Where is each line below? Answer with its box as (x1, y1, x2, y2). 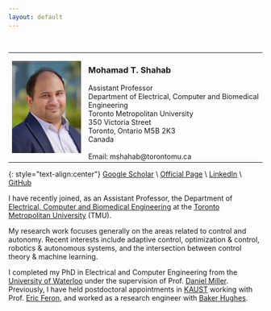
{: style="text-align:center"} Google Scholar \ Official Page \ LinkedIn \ (8, 169, 242, 179)
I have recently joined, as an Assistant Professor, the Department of (8, 193, 233, 203)
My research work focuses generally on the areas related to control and (8, 226, 247, 236)
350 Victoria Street (88, 117, 152, 126)
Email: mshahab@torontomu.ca (88, 151, 192, 161)
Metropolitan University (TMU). (8, 210, 112, 221)
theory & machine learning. (8, 252, 98, 262)
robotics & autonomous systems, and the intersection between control (8, 243, 242, 253)
